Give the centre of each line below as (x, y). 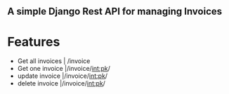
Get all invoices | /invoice (54, 61)
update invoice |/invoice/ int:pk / (62, 76)
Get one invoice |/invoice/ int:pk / (64, 69)
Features (34, 42)
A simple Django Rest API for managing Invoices (115, 12)
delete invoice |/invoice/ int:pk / (61, 83)
